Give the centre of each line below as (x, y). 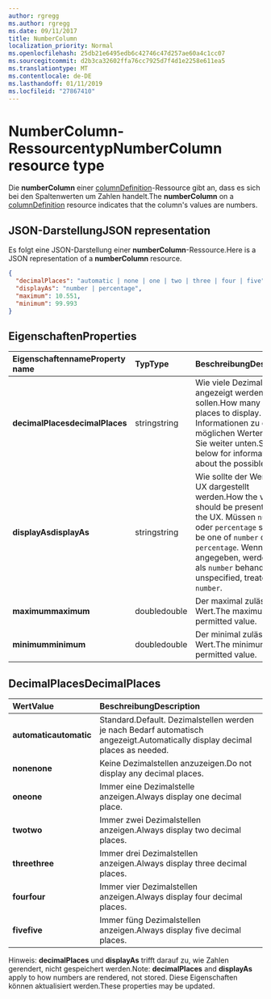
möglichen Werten (229, 434)
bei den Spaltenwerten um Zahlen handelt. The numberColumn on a (121, 197)
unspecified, (219, 578)
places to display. (228, 413)
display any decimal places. (152, 773)
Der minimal (218, 634)
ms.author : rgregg (39, 23)
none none (32, 768)
